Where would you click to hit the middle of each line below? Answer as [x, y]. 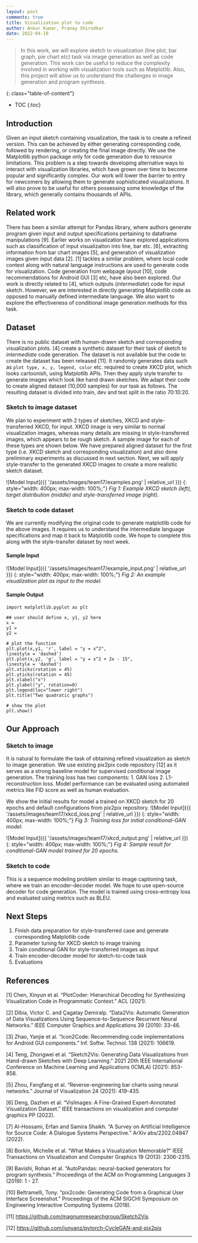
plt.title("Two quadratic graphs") [50, 695]
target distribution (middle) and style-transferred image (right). [82, 494]
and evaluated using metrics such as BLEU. [59, 898]
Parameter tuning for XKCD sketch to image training [77, 943]
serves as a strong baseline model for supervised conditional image [88, 771]
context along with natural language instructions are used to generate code [98, 265]
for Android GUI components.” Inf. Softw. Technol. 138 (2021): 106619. [91, 1043]
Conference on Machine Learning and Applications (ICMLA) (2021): [88, 1067]
